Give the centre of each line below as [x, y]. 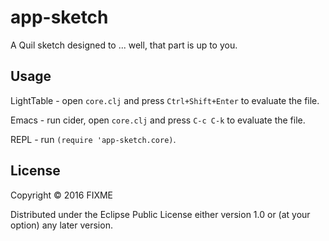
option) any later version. [61, 225]
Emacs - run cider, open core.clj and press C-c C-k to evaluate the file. [158, 120]
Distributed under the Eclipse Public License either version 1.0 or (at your [160, 214]
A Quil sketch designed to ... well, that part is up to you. [124, 45]
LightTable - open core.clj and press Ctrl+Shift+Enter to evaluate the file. [165, 100]
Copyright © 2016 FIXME [62, 195]
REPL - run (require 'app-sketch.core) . [93, 139]
